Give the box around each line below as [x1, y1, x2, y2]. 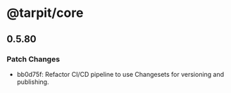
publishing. [16, 77, 49, 86]
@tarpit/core [6, 5, 84, 21]
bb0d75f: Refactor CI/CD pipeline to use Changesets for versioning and [16, 70, 225, 78]
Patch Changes [6, 54, 61, 64]
